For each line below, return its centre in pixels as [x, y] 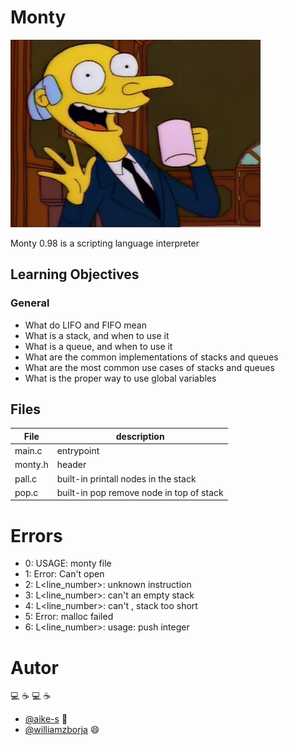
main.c [28, 451]
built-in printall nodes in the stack [126, 478]
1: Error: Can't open [64, 574]
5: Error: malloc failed [69, 617]
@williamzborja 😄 [62, 730]
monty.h [31, 465]
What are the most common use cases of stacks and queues [149, 367]
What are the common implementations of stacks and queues [151, 357]
